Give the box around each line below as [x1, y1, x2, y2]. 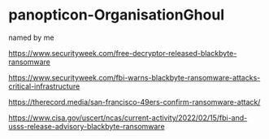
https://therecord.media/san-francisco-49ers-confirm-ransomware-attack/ [8, 97, 261, 106]
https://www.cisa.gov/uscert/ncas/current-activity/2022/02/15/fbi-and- [8, 112, 248, 123]
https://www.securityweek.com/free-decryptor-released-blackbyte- [8, 48, 237, 58]
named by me [8, 33, 54, 42]
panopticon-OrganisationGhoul [8, 6, 225, 24]
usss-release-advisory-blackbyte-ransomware [8, 121, 165, 131]
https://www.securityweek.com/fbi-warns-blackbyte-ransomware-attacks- [8, 72, 261, 82]
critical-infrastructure [8, 81, 80, 91]
